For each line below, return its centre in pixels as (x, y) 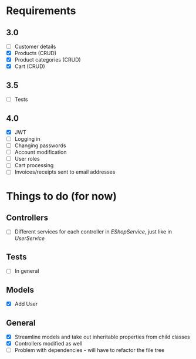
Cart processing (34, 165)
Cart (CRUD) (30, 66)
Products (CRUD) (36, 53)
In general (27, 271)
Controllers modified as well (48, 344)
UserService (30, 238)
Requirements (41, 11)
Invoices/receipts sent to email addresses (65, 172)
